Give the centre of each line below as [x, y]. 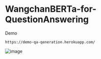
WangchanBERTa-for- [51, 9]
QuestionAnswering [47, 19]
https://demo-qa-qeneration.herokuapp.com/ [50, 42]
